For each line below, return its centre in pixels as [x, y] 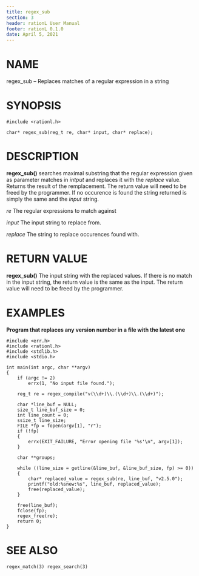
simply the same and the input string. [52, 199]
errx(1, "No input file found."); [72, 383]
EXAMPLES [35, 313]
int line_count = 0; [43, 415]
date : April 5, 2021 [32, 35]
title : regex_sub [28, 12]
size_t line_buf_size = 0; [51, 410]
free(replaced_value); [57, 489]
